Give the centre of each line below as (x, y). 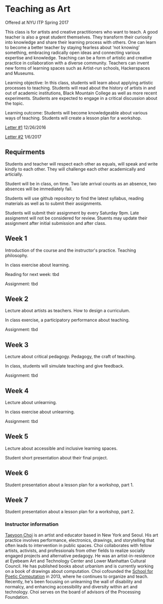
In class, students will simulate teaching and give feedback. (65, 366)
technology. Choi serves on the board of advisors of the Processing (73, 592)
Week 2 (17, 299)
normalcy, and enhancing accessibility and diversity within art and (71, 586)
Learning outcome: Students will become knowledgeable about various (76, 112)
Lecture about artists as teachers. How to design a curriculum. (68, 311)
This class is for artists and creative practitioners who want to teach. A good (81, 32)
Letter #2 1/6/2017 (23, 137)
